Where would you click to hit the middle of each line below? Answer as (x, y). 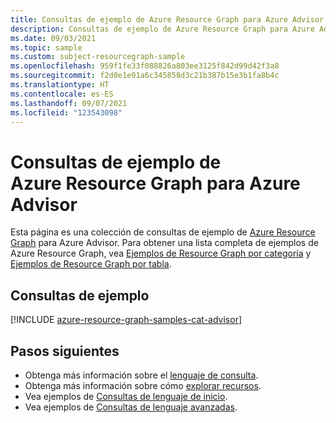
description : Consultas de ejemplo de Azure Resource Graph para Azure (162, 29)
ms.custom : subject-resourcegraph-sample (98, 57)
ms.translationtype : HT (60, 85)
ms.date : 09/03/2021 (53, 38)
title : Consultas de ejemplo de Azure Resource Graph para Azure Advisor (167, 19)
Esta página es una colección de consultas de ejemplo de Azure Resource (163, 232)
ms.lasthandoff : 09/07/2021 (69, 103)
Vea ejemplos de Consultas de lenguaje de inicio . (126, 396)
